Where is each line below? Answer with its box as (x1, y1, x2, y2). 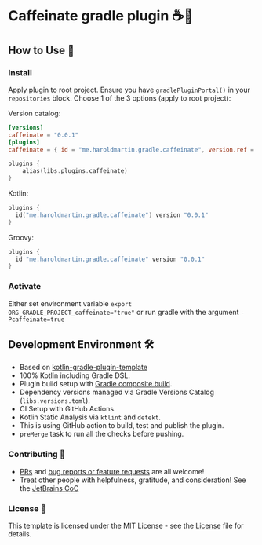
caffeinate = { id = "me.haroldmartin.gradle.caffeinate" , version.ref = (8, 145, 255, 154)
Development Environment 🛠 (8, 338, 155, 351)
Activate (8, 281, 42, 292)
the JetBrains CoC (19, 483, 79, 492)
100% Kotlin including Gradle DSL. (19, 371, 131, 380)
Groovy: (8, 232, 34, 242)
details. (8, 529, 32, 539)
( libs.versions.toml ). (19, 396, 90, 405)
